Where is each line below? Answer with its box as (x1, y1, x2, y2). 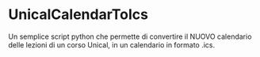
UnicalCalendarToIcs (8, 6, 149, 24)
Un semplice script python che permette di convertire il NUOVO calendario (8, 32, 252, 41)
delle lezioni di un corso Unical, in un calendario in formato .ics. (8, 40, 216, 49)
